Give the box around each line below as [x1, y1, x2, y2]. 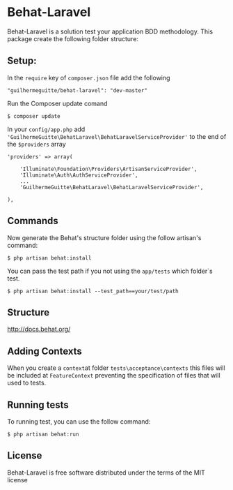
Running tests [7, 399, 70, 410]
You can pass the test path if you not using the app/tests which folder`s [7, 267, 214, 275]
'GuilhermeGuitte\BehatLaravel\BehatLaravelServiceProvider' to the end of [7, 132, 227, 140]
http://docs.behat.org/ [7, 325, 71, 334]
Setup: [7, 55, 37, 67]
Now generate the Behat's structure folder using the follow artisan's [7, 233, 202, 242]
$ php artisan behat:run [7, 431, 79, 438]
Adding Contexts [7, 345, 82, 357]
